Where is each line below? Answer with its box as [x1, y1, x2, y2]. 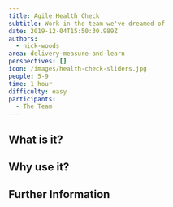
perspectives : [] [8, 58, 67, 66]
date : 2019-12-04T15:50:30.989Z [8, 27, 118, 35]
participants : [8, 95, 57, 103]
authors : [8, 34, 38, 43]
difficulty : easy [8, 87, 67, 96]
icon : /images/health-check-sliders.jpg [8, 65, 148, 73]
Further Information [8, 188, 110, 201]
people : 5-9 [8, 72, 49, 80]
